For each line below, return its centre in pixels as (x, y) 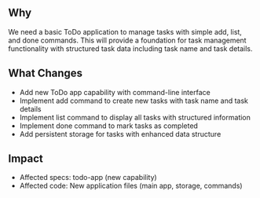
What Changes (46, 73)
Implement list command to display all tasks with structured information (135, 117)
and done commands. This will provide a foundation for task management (127, 40)
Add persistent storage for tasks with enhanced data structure (120, 134)
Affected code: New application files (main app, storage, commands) (131, 186)
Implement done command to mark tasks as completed (109, 126)
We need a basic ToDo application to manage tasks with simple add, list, (125, 31)
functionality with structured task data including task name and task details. (130, 48)
